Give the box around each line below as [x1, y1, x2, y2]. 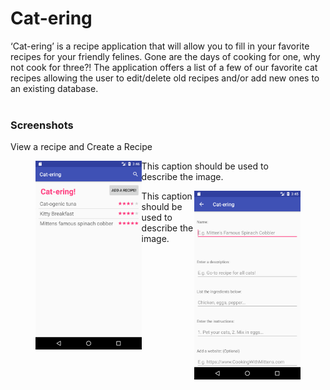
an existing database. [10, 82, 99, 94]
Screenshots [10, 118, 74, 132]
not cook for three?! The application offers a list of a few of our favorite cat [10, 61, 318, 73]
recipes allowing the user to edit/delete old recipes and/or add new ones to [10, 72, 320, 84]
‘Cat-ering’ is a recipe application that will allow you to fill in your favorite [10, 40, 310, 52]
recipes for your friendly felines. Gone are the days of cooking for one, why [10, 50, 321, 62]
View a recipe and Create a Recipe [10, 141, 153, 153]
